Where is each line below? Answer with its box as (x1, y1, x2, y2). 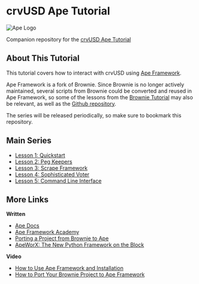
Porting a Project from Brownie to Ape (14, 235, 109, 242)
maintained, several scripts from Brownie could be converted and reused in (6, 87, 192, 94)
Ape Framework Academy (14, 229, 80, 236)
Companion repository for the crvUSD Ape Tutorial (6, 35, 131, 43)
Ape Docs (14, 222, 40, 229)
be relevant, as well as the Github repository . (6, 100, 117, 107)
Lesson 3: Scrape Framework (14, 164, 88, 171)
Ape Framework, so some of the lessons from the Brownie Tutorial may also (6, 93, 194, 100)
